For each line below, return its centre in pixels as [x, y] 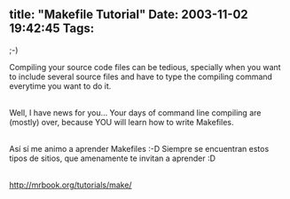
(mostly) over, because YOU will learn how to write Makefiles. [121, 122]
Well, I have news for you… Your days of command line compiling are [135, 112]
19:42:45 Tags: [52, 29]
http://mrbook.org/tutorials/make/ [71, 185]
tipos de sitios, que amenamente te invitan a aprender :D [112, 158]
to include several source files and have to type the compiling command [141, 76]
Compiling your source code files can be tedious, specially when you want [145, 67]
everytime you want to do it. [60, 86]
